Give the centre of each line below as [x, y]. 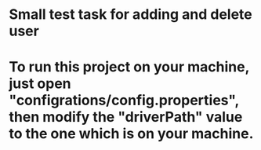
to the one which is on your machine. [131, 134]
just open [40, 84]
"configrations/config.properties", [124, 101]
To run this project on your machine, [129, 67]
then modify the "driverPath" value [126, 117]
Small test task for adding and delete [131, 15]
